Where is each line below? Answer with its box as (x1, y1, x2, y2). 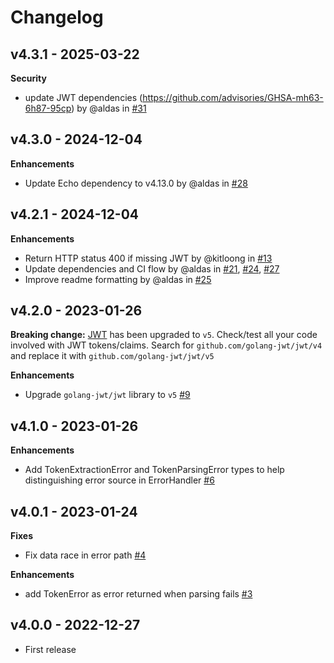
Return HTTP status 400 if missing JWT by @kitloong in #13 (24, 252, 273, 264)
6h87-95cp (24, 102, 72, 114)
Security (10, 72, 47, 84)
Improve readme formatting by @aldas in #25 (24, 273, 212, 285)
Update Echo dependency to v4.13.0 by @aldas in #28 (24, 177, 248, 189)
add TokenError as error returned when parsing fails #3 (24, 588, 253, 600)
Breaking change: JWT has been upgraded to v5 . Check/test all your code (10, 329, 318, 341)
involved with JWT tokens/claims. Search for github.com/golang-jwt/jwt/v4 (10, 339, 323, 351)
